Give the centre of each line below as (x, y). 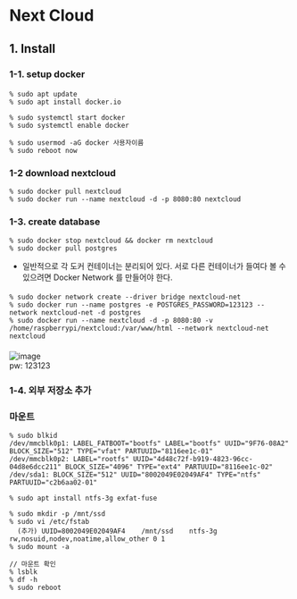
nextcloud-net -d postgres (91, 313)
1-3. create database (55, 222)
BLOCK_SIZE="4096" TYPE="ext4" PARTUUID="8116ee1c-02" (169, 467)
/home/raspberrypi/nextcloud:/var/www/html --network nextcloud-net (139, 329)
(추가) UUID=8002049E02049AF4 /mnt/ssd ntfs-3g (117, 532)
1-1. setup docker (47, 74)
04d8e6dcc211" (36, 467)
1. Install (33, 49)
